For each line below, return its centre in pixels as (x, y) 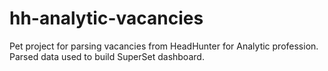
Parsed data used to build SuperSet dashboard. (107, 56)
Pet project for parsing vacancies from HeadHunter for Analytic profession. (164, 46)
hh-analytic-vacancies (106, 18)
